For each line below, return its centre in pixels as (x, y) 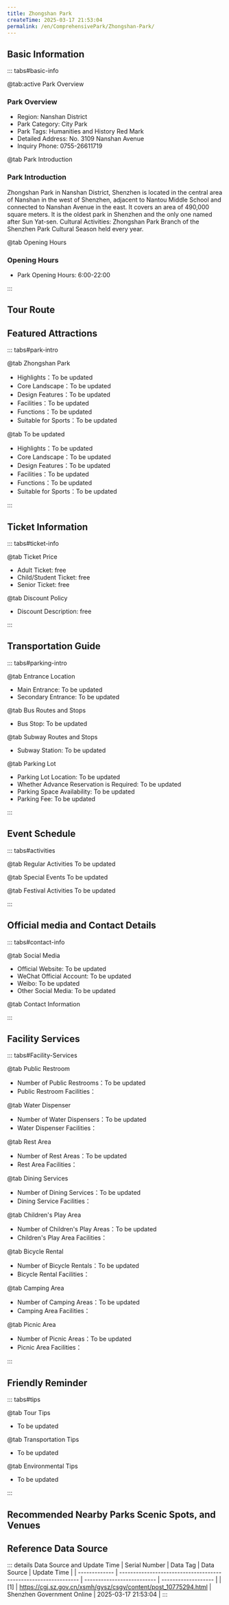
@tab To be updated (36, 434)
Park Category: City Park (52, 124)
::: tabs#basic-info (33, 71)
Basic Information (46, 54)
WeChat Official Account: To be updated (74, 976)
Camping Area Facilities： (53, 1311)
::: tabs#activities (31, 850)
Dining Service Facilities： (54, 1201)
